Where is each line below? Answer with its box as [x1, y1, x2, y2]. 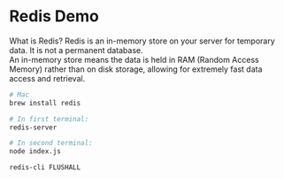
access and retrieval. [9, 73, 86, 83]
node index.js [9, 147, 62, 156]
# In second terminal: [9, 139, 93, 148]
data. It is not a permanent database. [9, 44, 143, 55]
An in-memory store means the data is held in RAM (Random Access [9, 54, 259, 65]
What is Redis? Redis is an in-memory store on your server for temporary [9, 35, 276, 46]
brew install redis [9, 98, 81, 107]
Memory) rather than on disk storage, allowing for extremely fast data [9, 64, 263, 74]
